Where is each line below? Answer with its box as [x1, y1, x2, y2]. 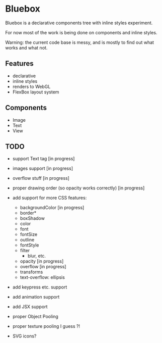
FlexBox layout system [12, 89, 59, 95]
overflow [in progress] [20, 264, 66, 270]
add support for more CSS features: [12, 195, 87, 201]
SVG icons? [12, 333, 37, 339]
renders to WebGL [12, 83, 51, 89]
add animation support [12, 294, 60, 300]
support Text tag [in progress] [12, 156, 75, 162]
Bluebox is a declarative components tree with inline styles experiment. [5, 20, 153, 26]
